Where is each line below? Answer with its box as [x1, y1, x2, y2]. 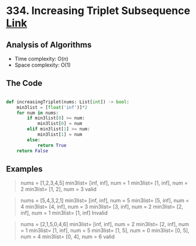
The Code [6, 78, 43, 88]
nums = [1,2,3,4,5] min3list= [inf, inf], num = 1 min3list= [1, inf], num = [20, 179, 188, 186]
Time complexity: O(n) [14, 56, 68, 62]
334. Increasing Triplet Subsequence [6, 4, 191, 18]
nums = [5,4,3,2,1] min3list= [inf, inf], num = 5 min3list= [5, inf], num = [20, 197, 190, 204]
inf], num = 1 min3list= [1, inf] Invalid [20, 209, 108, 217]
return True [37, 142, 67, 148]
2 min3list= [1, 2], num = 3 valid [20, 186, 97, 193]
